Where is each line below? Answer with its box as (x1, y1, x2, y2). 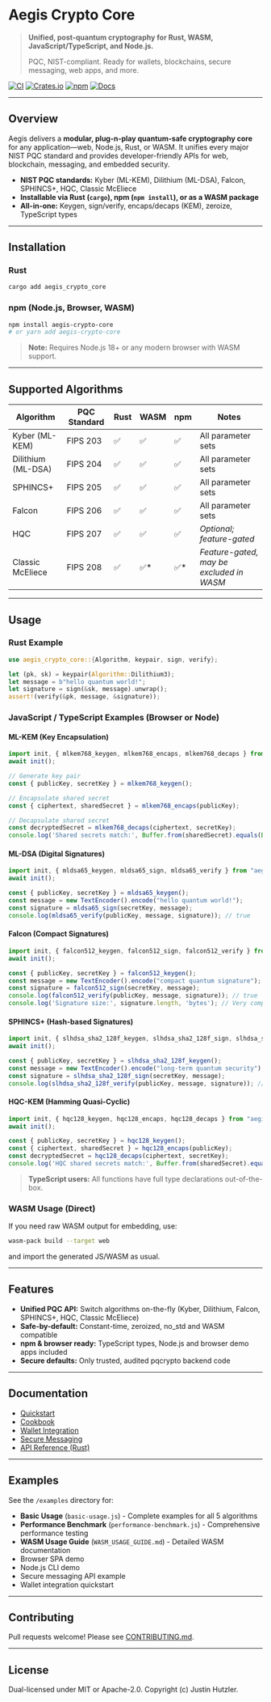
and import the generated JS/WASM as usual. (8, 1252, 161, 1262)
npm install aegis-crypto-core (8, 320, 114, 329)
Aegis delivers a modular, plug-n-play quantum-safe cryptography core (8, 134, 252, 143)
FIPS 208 (66, 562, 102, 573)
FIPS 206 (66, 505, 102, 516)
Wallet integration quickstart (19, 1580, 115, 1590)
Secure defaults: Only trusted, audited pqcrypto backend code (19, 1356, 231, 1365)
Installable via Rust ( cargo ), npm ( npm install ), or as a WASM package (19, 192, 260, 202)
